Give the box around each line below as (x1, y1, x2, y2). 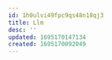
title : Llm (8, 19, 44, 26)
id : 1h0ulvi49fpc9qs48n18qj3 (8, 11, 104, 19)
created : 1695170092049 (8, 41, 87, 48)
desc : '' (8, 26, 37, 34)
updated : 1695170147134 (8, 33, 87, 41)
